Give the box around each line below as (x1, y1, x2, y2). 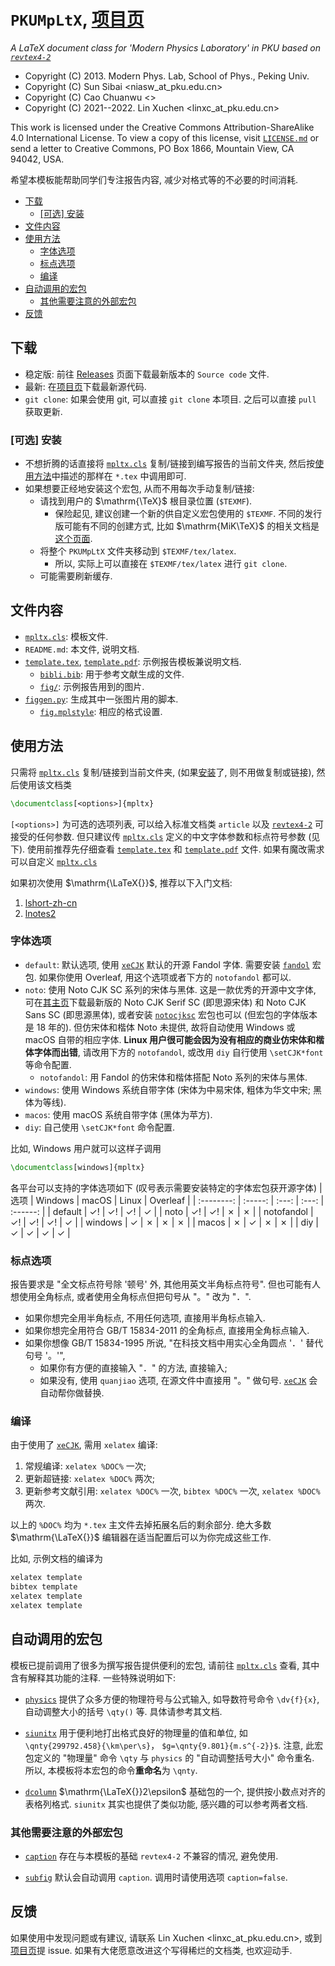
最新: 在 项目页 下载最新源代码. (24, 380, 147, 392)
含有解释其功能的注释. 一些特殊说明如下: (10, 1671, 177, 1684)
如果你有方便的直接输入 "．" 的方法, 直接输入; (39, 1362, 228, 1374)
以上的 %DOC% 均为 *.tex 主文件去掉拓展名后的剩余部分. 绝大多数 (10, 1519, 272, 1531)
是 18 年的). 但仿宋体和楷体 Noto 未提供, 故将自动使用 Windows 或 (24, 1021, 296, 1033)
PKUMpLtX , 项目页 (10, 8, 145, 31)
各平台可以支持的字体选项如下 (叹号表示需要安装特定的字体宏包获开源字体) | (10, 1181, 323, 1194)
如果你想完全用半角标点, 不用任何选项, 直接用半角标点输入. (24, 1312, 266, 1324)
